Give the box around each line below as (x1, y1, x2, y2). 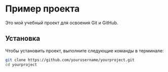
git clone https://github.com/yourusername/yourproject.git (5, 57, 135, 62)
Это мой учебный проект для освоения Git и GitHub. (5, 20, 118, 26)
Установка (5, 34, 40, 43)
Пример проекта (5, 3, 80, 15)
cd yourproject (5, 62, 37, 67)
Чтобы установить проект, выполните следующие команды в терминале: (5, 47, 164, 53)
